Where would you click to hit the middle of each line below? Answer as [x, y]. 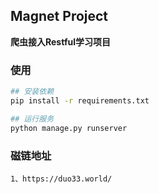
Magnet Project [59, 16]
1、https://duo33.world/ [61, 179]
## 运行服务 [32, 119]
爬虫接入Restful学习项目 [60, 41]
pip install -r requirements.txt [80, 100]
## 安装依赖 [32, 92]
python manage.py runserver [69, 128]
